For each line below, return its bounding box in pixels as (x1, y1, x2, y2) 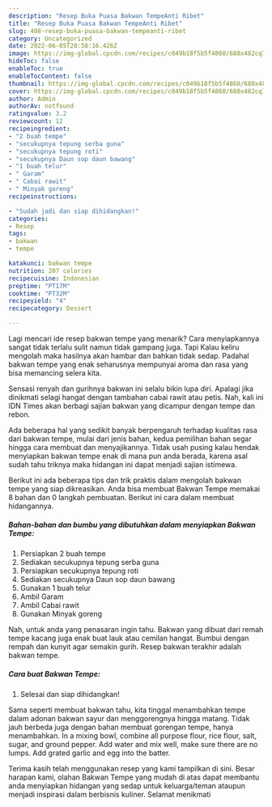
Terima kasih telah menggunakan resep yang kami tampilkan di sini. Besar (8, 763, 255, 773)
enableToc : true (8, 65, 63, 73)
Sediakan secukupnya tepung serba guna (19, 557, 159, 567)
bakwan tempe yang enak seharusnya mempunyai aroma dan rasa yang (8, 359, 249, 369)
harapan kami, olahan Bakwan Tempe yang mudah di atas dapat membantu (8, 772, 260, 782)
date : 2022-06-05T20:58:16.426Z (8, 42, 117, 50)
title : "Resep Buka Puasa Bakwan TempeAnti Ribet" (8, 19, 183, 28)
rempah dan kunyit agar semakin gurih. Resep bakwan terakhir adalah (8, 641, 242, 652)
